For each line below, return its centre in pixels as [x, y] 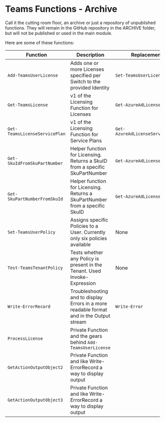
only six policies [89, 238]
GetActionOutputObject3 [35, 400]
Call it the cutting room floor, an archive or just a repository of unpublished [81, 23]
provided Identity [90, 88]
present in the [86, 265]
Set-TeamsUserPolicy [31, 232]
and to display [87, 297]
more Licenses [87, 69]
